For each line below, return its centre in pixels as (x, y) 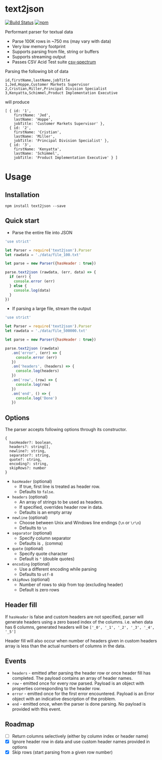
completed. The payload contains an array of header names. (72, 678)
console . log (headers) (37, 371)
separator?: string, (30, 455)
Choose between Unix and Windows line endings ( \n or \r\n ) (80, 523)
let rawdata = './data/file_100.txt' (43, 255)
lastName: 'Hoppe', (33, 119)
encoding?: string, (29, 464)
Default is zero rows (39, 590)
